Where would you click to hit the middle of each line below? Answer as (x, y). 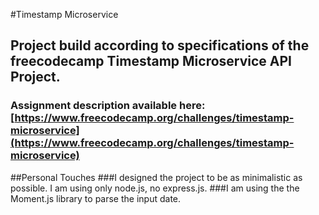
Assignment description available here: (108, 106)
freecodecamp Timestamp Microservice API (151, 61)
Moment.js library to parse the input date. (96, 198)
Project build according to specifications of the (160, 45)
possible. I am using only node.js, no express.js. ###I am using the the (155, 188)
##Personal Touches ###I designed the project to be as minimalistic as (156, 177)
